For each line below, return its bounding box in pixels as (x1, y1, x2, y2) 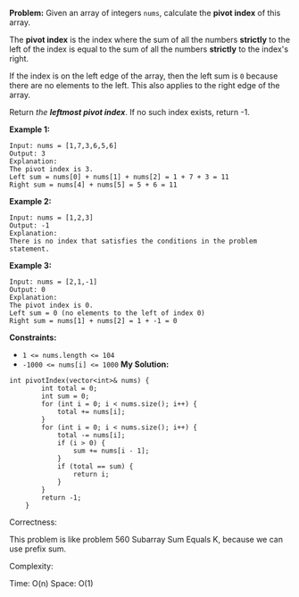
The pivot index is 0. (9, 301, 94, 310)
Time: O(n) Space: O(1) (9, 578, 94, 588)
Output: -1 (9, 221, 50, 230)
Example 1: (9, 124, 51, 135)
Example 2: (9, 196, 52, 206)
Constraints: (9, 332, 57, 343)
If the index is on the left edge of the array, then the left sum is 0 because (9, 70, 278, 81)
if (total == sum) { (56, 462, 134, 471)
